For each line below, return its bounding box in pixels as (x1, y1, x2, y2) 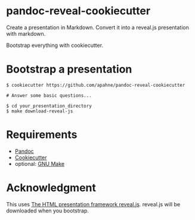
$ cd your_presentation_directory (6, 103, 92, 109)
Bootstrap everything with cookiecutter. (6, 42, 103, 49)
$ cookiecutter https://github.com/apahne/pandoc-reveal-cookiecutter (6, 82, 185, 88)
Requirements (6, 128, 78, 142)
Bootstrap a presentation (6, 62, 132, 76)
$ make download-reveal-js (6, 108, 73, 114)
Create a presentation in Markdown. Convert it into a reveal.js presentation (6, 24, 189, 31)
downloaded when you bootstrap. (6, 207, 89, 214)
